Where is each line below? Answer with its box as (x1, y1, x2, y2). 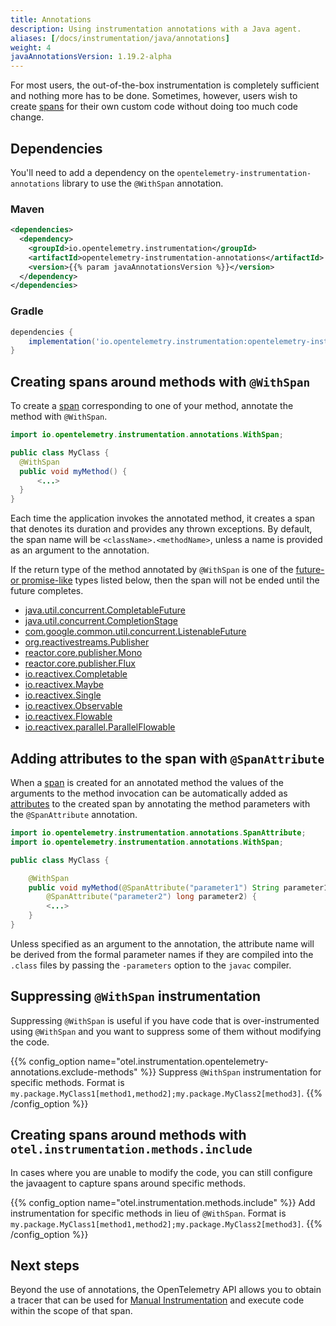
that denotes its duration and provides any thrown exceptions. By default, (10, 523, 313, 535)
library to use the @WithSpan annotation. (61, 177, 224, 189)
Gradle (10, 304, 44, 318)
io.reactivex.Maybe (24, 679, 104, 691)
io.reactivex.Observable (24, 700, 123, 712)
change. (10, 111, 45, 123)
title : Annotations (10, 14, 92, 25)
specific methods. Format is (10, 1076, 125, 1088)
